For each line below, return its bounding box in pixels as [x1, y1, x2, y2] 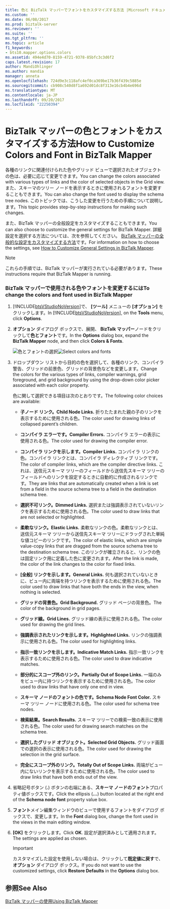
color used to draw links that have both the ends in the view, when [20, 584, 158, 590]
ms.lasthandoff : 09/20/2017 [5, 97, 65, 102]
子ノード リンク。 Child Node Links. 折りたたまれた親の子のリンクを [20, 409, 162, 415]
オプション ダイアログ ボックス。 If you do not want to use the [12, 862, 142, 868]
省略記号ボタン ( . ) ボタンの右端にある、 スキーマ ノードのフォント [12, 784, 150, 791]
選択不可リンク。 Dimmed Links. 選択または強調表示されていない [20, 502, 155, 508]
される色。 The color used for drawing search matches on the [20, 723, 148, 730]
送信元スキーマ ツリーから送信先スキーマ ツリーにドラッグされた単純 [20, 531, 165, 537]
